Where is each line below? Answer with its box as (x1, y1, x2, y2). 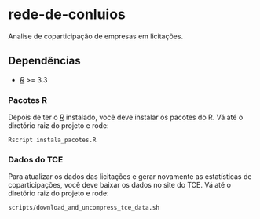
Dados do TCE (8, 154, 64, 165)
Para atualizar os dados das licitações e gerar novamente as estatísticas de (8, 172, 252, 181)
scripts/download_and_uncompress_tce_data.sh (8, 204, 159, 212)
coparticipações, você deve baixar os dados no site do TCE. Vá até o (8, 181, 232, 190)
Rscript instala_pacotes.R (8, 136, 97, 144)
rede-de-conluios (8, 5, 126, 24)
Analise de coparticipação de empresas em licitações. (8, 31, 183, 41)
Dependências (8, 54, 81, 68)
